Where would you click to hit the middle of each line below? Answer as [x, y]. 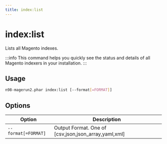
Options [18, 106]
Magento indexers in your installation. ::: [46, 63]
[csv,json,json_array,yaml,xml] [89, 134]
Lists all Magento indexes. [32, 48]
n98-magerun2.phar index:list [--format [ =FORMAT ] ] [59, 90]
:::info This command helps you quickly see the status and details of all [78, 58]
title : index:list [24, 10]
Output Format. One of [80, 128]
